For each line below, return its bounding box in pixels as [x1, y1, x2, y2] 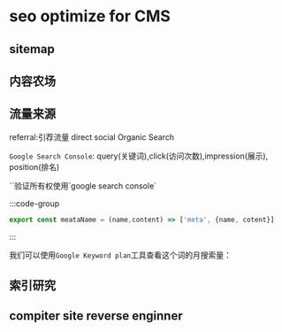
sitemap [9, 42, 56, 57]
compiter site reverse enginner [9, 308, 183, 324]
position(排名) [9, 161, 60, 172]
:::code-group [9, 197, 60, 209]
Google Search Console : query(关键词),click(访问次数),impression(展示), [9, 151, 269, 161]
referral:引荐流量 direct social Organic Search [9, 131, 175, 143]
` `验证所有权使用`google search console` [9, 180, 157, 191]
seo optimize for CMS [9, 6, 171, 27]
